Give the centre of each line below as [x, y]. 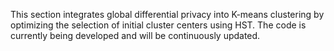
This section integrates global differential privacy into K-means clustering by [167, 14]
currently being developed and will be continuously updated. [135, 35]
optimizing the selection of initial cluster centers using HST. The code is [158, 25]
